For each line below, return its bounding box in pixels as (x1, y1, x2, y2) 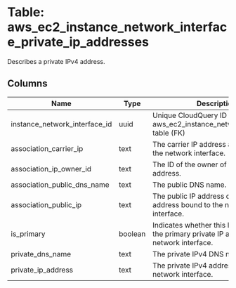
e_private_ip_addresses (7, 34, 150, 50)
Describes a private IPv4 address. (7, 57, 105, 65)
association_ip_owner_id (11, 164, 92, 174)
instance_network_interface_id (11, 119, 112, 129)
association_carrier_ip (11, 143, 84, 153)
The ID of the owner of (152, 159, 227, 169)
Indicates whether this (152, 220, 226, 230)
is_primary (11, 229, 46, 239)
